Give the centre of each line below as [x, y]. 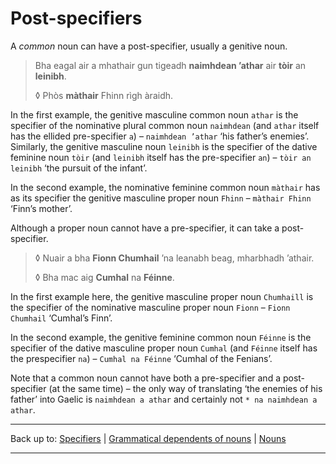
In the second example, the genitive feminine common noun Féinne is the [161, 337]
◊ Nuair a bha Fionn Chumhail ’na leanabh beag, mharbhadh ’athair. [174, 258]
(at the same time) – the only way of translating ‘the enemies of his [185, 388]
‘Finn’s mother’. [41, 208]
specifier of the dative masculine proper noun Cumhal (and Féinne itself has [164, 348]
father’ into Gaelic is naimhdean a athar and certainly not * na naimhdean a [164, 399]
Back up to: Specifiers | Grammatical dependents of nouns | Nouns [148, 438]
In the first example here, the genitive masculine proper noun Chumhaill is [162, 296]
